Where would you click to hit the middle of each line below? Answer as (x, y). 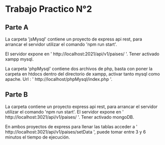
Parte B (16, 95)
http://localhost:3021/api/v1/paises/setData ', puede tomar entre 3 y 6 (76, 132)
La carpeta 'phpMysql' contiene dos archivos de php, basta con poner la (79, 69)
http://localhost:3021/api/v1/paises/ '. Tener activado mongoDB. (70, 117)
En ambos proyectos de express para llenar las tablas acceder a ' (71, 126)
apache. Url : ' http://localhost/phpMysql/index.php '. (59, 79)
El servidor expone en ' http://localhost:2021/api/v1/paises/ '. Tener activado (82, 54)
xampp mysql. (19, 59)
